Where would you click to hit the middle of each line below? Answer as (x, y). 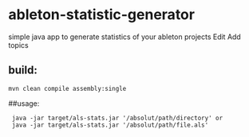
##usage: (24, 103)
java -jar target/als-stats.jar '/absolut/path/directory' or (117, 118)
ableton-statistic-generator (102, 15)
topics (19, 45)
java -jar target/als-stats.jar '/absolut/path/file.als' (110, 125)
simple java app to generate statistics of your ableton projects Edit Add (125, 37)
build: (23, 70)
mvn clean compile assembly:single (67, 88)
